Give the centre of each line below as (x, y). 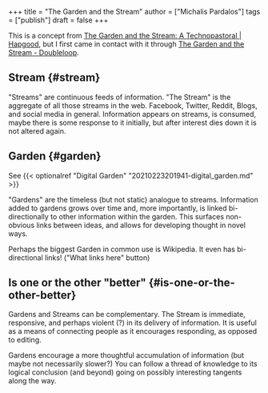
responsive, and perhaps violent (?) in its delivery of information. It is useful (133, 323)
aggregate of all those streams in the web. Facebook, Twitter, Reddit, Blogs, (133, 105)
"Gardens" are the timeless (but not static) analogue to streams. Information (133, 199)
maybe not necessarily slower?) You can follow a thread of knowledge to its (133, 364)
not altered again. (37, 130)
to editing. (25, 340)
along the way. (32, 381)
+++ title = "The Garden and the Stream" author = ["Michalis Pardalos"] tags (134, 12)
